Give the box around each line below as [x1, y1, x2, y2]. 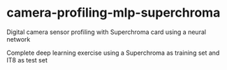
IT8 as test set [6, 55, 48, 64]
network [6, 35, 31, 43]
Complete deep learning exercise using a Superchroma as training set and [6, 49, 220, 57]
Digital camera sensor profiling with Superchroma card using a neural [6, 28, 207, 36]
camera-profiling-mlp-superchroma [6, 5, 221, 21]
